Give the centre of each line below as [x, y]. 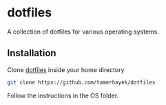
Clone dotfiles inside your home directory [66, 69]
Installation [32, 53]
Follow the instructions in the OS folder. [63, 95]
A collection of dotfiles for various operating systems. [83, 32]
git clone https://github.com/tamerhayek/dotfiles [81, 82]
